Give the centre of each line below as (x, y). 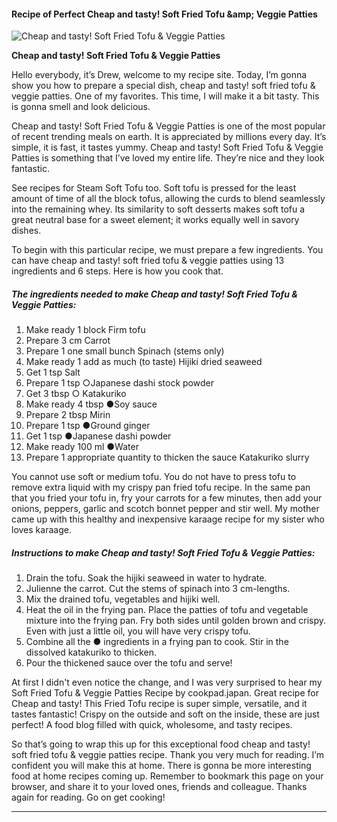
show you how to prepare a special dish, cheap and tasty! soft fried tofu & (163, 86)
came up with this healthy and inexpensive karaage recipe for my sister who (168, 519)
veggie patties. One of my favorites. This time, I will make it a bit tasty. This (165, 96)
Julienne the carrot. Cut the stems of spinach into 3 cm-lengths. (158, 589)
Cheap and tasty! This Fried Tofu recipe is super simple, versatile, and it (159, 704)
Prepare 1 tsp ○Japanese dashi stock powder (119, 383)
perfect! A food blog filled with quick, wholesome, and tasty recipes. (152, 725)
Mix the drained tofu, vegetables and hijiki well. (123, 599)
